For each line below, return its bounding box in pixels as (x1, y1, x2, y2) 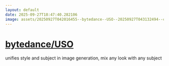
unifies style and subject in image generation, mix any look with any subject (5, 55, 162, 61)
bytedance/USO (5, 38, 74, 50)
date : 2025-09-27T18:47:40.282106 (5, 12, 78, 17)
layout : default (5, 7, 39, 13)
